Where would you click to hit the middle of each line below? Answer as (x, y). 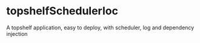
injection (17, 33)
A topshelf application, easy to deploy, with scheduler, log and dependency (100, 27)
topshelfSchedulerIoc (62, 11)
